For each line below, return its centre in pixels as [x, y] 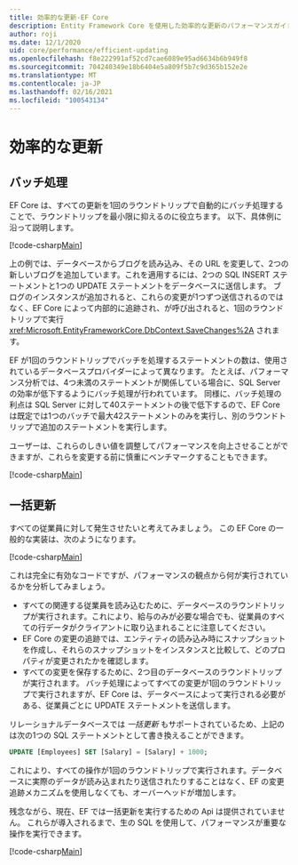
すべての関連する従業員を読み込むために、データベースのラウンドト [146, 605]
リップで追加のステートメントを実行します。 [90, 427]
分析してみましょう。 [71, 587]
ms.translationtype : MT [53, 76]
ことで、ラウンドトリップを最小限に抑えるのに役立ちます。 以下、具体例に [145, 216]
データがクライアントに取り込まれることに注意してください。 [158, 628]
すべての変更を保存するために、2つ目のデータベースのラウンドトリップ [152, 672]
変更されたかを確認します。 [103, 661]
